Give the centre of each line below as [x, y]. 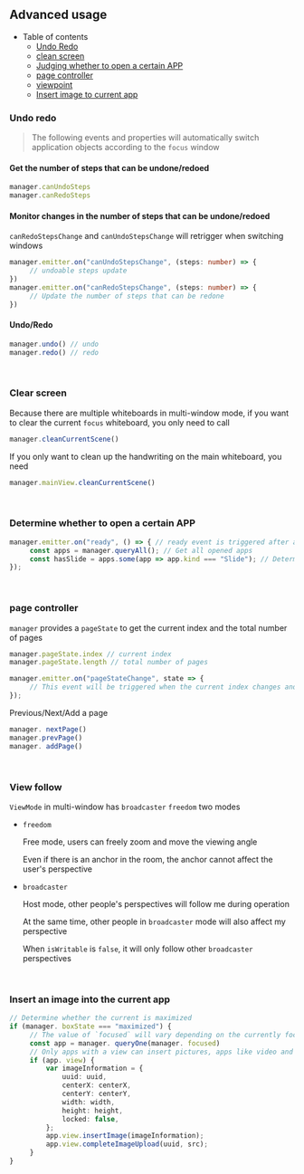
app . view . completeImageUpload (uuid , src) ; [127, 1144]
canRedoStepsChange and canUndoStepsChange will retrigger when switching [147, 236]
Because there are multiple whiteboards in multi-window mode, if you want [149, 413]
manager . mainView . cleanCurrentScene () [82, 482]
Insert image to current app [87, 94]
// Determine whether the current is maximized [101, 1018]
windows [26, 246]
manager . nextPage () [48, 729]
